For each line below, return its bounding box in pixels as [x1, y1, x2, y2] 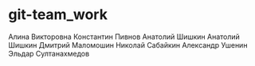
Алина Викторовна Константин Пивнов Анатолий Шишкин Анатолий [8, 32, 241, 41]
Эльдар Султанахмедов [8, 49, 90, 58]
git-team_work [8, 6, 108, 24]
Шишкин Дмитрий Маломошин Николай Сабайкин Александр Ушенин [8, 40, 248, 49]
